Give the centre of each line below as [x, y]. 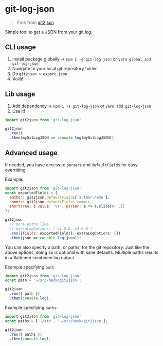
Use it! [18, 111]
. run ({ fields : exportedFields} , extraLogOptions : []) [65, 233]
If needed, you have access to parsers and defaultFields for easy [71, 165]
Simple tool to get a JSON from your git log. [49, 32]
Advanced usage [31, 153]
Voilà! [18, 78]
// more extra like [29, 224]
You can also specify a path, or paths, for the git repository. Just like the [77, 247]
